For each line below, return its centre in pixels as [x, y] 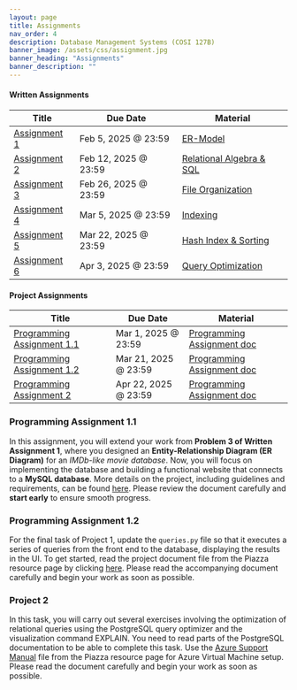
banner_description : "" [53, 67]
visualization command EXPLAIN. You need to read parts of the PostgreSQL [147, 639]
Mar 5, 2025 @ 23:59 [125, 215]
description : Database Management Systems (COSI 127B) [112, 42]
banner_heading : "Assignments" [67, 58]
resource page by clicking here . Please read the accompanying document [144, 568]
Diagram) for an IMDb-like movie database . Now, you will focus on [131, 460]
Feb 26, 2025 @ [114, 184]
